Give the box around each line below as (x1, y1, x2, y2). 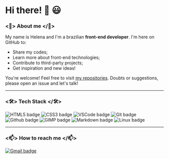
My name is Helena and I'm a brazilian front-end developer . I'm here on (5, 34, 155, 40)
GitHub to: (5, 39, 27, 45)
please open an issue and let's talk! (5, 80, 78, 86)
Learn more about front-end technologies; (12, 55, 100, 61)
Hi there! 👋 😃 (5, 5, 61, 16)
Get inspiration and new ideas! (12, 65, 76, 71)
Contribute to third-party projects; (12, 60, 83, 66)
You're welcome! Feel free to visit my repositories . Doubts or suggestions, (5, 75, 158, 81)
